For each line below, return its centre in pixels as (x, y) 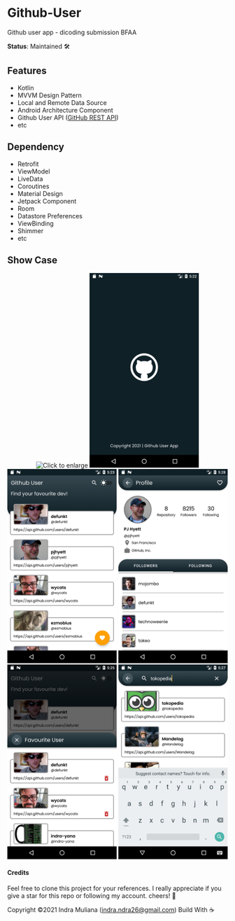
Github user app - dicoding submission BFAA (72, 32)
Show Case (33, 260)
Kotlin (26, 87)
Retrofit (28, 164)
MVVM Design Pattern (50, 95)
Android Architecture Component (65, 110)
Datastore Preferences (50, 216)
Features (27, 71)
